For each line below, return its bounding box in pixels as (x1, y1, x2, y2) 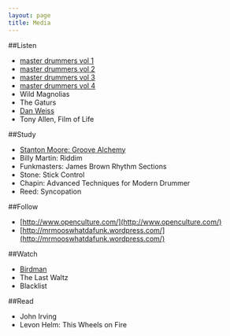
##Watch (8, 249, 38, 258)
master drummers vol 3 (19, 72, 96, 82)
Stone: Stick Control (19, 170, 85, 179)
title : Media (8, 19, 51, 27)
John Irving (19, 312, 57, 321)
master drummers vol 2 (19, 64, 96, 73)
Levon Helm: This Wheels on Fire (19, 319, 128, 329)
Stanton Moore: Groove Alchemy (19, 145, 126, 154)
